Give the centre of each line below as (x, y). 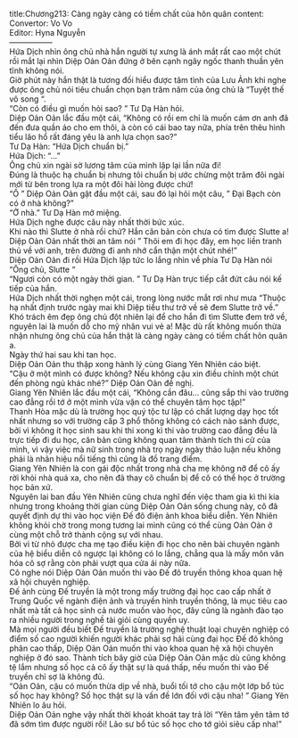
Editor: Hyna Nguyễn (48, 33)
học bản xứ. (31, 487)
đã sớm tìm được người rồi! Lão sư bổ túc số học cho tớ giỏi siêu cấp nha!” (146, 724)
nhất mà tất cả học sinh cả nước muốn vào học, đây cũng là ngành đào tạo (146, 610)
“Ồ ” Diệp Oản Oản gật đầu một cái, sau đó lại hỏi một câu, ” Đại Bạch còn (145, 193)
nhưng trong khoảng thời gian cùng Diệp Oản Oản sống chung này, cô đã (144, 506)
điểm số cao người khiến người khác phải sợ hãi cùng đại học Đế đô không (146, 639)
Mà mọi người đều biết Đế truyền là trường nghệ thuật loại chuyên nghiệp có (149, 629)
